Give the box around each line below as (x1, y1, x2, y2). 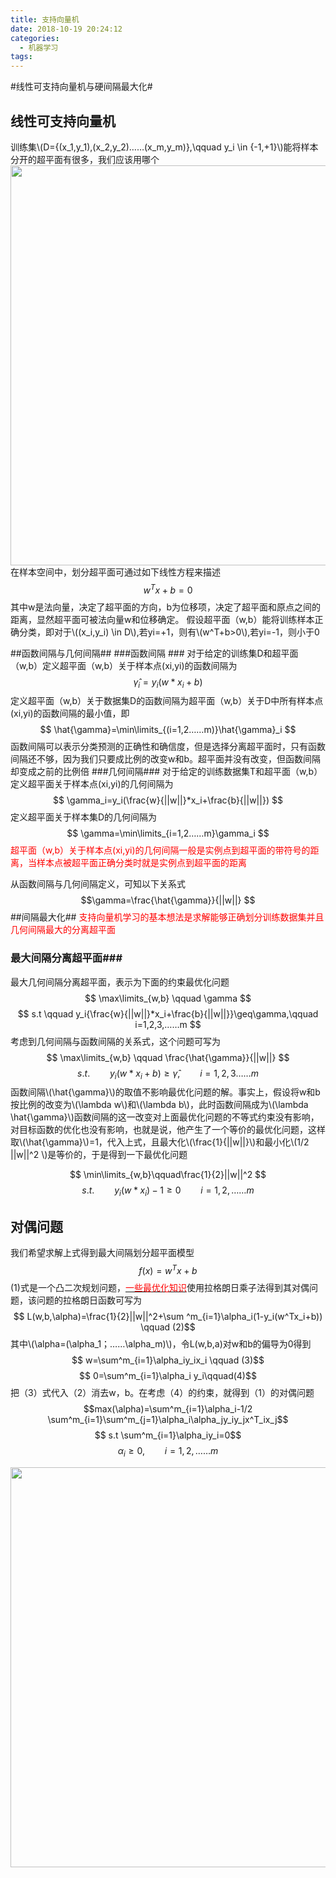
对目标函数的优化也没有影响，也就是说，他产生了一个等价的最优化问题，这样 (10, 1124, 326, 1136)
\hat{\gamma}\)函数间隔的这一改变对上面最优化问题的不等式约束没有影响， (10, 1111, 320, 1123)
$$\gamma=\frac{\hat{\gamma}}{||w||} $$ (80, 894, 256, 906)
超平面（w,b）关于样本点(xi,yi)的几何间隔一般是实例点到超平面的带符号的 (10, 844, 311, 856)
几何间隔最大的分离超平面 (10, 924, 116, 936)
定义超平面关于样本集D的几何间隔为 (10, 811, 158, 823)
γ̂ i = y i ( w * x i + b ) (133, 676, 203, 690)
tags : (10, 52, 33, 62)
